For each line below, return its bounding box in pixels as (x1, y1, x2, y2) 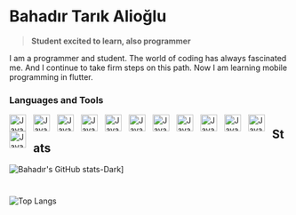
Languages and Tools (9, 93, 104, 106)
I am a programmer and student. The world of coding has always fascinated (9, 52, 287, 63)
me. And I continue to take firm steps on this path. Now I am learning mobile (9, 62, 287, 73)
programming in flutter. (9, 71, 93, 82)
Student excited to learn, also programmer (30, 36, 191, 46)
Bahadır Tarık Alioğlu (9, 6, 167, 27)
